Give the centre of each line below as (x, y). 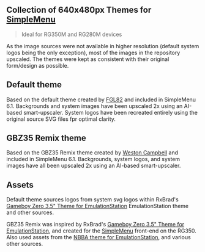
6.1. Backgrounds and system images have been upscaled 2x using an (95, 106)
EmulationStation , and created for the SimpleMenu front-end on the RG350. (102, 231)
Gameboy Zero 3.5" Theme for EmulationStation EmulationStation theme (97, 206)
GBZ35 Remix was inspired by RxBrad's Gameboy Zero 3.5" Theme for (95, 225)
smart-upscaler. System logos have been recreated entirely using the (110, 112)
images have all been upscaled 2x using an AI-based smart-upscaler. (94, 166)
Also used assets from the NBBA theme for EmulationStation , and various (99, 237)
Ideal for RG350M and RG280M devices (72, 34)
